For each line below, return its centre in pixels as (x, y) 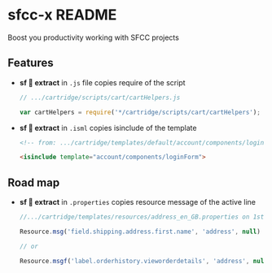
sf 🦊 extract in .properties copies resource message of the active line (137, 202)
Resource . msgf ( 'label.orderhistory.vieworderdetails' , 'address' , (134, 261)
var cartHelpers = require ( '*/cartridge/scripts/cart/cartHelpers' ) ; (140, 112)
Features (31, 63)
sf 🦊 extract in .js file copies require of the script (102, 82)
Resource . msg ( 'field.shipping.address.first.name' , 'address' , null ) (140, 232)
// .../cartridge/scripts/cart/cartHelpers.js (100, 97)
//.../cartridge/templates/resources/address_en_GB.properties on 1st (142, 217)
